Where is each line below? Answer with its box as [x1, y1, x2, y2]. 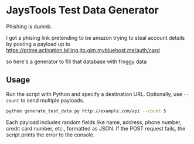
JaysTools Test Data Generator [6, 4, 159, 17]
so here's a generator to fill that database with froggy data [6, 58, 147, 65]
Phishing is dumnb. [6, 23, 53, 30]
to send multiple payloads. [20, 97, 85, 104]
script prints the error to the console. [6, 131, 95, 138]
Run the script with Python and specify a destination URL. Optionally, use [6, 90, 183, 97]
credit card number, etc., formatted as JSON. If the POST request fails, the [6, 125, 186, 132]
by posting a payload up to [6, 40, 71, 47]
